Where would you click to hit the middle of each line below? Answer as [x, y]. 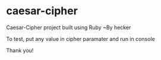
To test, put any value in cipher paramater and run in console [81, 39]
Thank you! [20, 50]
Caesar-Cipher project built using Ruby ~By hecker [69, 27]
